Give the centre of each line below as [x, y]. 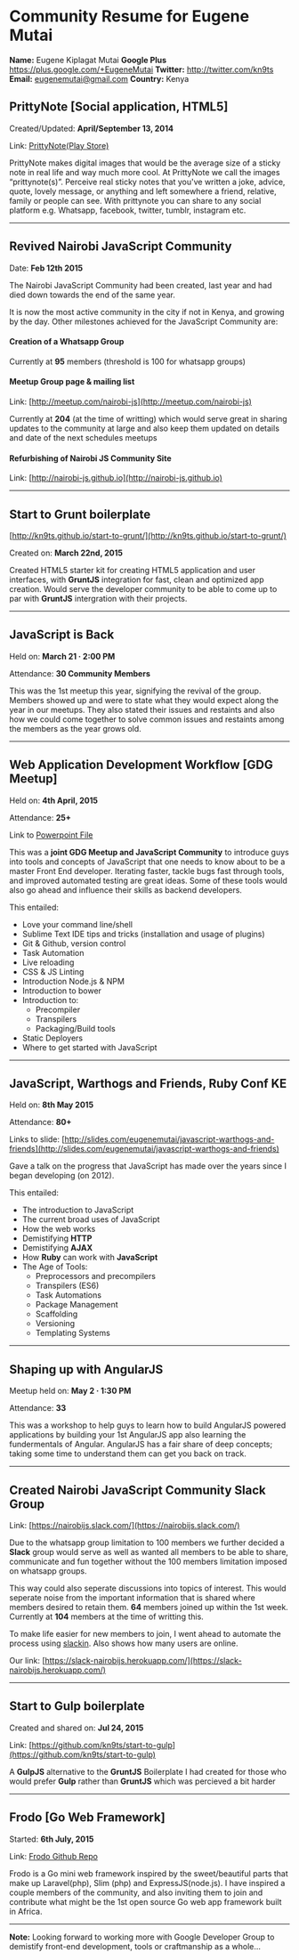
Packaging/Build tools [75, 1028]
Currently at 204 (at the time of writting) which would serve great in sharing [148, 418]
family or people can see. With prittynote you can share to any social [135, 200]
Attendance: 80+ [40, 1122]
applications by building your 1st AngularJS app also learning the [128, 1435]
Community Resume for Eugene [129, 16]
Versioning [55, 1324]
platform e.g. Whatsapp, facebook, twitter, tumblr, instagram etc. [128, 210]
